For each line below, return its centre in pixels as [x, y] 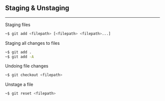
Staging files [18, 25]
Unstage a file [19, 84]
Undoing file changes [27, 66]
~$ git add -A [20, 57]
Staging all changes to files [32, 43]
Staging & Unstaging [37, 8]
